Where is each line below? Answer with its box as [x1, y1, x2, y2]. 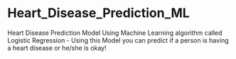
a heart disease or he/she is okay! [7, 43, 107, 52]
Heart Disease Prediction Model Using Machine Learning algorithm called [7, 28, 222, 37]
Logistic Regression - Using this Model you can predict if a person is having [7, 36, 229, 44]
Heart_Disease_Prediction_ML [7, 5, 190, 21]
